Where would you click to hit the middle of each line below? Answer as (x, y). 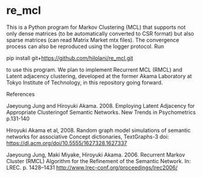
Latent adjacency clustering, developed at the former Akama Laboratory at (99, 76)
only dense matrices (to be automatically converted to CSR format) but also (100, 33)
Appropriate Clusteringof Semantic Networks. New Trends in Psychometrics (101, 112)
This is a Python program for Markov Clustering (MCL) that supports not (96, 27)
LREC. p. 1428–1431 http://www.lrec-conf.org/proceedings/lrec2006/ (92, 167)
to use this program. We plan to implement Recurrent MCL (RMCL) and (94, 69)
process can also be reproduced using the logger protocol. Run (85, 46)
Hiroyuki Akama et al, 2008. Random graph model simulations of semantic (99, 130)
